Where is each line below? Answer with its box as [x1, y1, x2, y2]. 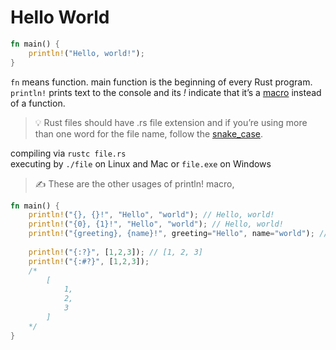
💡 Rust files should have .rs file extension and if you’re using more [34, 116, 308, 128]
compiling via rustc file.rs [10, 147, 127, 159]
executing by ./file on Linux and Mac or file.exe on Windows [10, 157, 272, 170]
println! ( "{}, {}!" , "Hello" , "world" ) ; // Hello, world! [28, 210, 275, 220]
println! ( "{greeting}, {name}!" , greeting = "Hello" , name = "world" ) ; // [28, 229, 329, 239]
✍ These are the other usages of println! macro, [34, 177, 235, 190]
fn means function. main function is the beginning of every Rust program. [10, 76, 313, 88]
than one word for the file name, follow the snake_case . [34, 127, 264, 140]
